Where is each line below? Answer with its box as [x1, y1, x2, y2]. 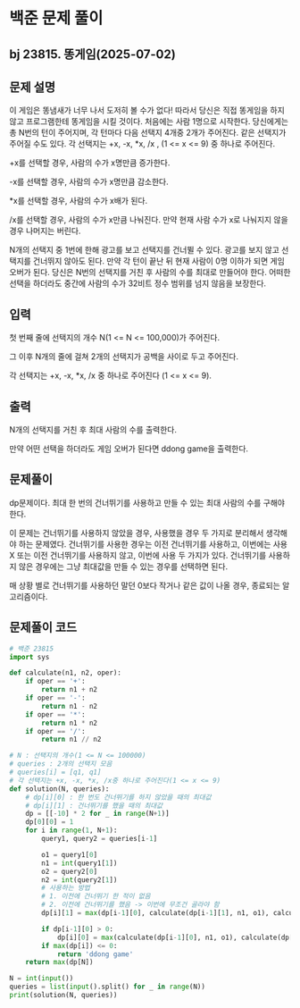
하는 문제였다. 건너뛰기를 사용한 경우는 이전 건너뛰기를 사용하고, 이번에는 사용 [18, 538, 288, 550]
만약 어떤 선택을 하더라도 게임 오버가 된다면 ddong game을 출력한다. [9, 443, 248, 454]
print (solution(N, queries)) [9, 991, 118, 1000]
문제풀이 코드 [9, 620, 78, 635]
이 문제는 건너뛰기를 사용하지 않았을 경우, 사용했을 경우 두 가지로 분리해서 [9, 527, 264, 538]
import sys [9, 652, 50, 661]
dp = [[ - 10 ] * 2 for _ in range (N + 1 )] [25, 810, 170, 819]
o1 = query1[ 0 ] [41, 850, 98, 859]
